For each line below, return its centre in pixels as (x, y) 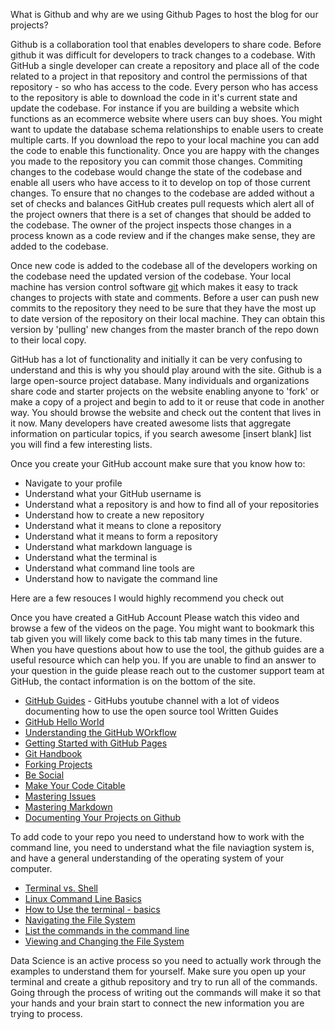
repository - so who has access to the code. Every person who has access (164, 87)
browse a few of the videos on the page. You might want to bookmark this (162, 628)
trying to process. (46, 1013)
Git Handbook (53, 753)
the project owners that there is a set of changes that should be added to (161, 214)
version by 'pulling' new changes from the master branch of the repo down (165, 329)
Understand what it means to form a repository (121, 536)
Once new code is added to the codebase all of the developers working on (164, 265)
